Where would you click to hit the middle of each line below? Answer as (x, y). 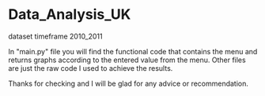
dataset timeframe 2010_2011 (55, 36)
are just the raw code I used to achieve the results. (91, 68)
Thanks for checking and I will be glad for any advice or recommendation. (129, 83)
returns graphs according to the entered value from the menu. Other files (127, 60)
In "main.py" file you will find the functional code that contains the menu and (133, 51)
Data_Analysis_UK (70, 15)
